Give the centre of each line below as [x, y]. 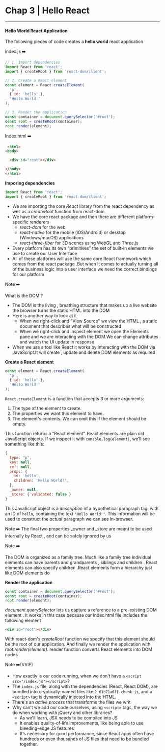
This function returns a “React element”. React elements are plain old [75, 434]
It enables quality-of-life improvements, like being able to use [82, 723]
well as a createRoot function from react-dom [58, 211]
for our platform [28, 274]
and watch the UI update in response [57, 342]
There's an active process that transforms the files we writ [71, 702]
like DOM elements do [27, 573]
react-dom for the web [42, 227]
